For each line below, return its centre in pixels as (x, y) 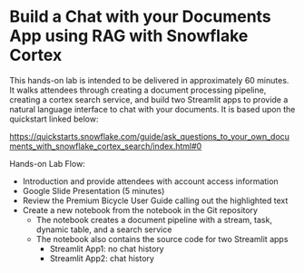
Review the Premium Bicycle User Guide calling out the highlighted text (155, 200)
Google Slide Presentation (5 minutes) (93, 190)
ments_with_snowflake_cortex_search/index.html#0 (106, 146)
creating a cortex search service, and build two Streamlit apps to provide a (149, 99)
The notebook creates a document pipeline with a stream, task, (154, 219)
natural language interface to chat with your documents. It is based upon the (152, 109)
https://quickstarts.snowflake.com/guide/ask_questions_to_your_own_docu (150, 136)
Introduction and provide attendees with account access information (150, 181)
